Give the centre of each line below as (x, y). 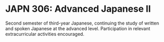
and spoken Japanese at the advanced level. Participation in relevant (78, 28)
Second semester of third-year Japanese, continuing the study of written (82, 23)
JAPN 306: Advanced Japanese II (78, 9)
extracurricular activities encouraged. (45, 34)
